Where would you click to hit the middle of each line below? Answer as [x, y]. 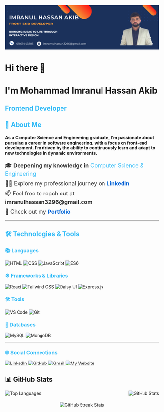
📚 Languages [22, 250]
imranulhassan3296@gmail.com [49, 202]
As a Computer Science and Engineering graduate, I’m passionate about [80, 137]
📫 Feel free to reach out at [40, 193]
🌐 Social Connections [31, 353]
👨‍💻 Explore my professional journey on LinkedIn [67, 183]
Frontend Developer [36, 108]
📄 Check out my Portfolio [38, 211]
